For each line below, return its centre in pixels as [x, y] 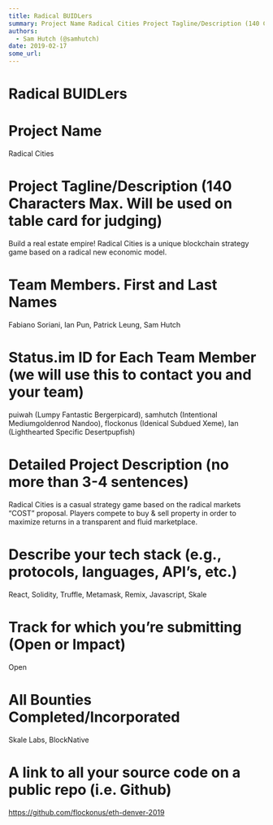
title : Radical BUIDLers [50, 16]
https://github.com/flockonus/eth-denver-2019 [87, 812]
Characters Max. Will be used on [121, 204]
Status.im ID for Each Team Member [132, 358]
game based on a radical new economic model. [88, 252]
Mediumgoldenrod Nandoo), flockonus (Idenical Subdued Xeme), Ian [123, 423]
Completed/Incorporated [94, 717]
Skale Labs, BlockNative [49, 740]
